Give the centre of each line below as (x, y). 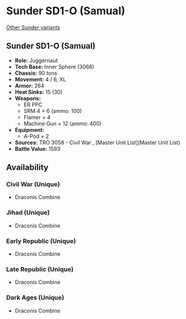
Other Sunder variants (33, 27)
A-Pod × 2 (36, 136)
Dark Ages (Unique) (35, 298)
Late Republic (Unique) (40, 269)
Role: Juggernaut (36, 60)
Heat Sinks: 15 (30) (39, 92)
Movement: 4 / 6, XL (40, 79)
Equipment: (29, 130)
